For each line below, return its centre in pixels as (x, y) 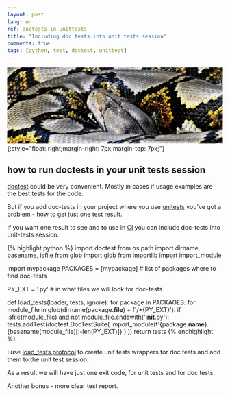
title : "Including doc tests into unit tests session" (87, 36)
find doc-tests (27, 276)
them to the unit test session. (48, 359)
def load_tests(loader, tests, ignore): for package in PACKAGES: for (101, 302)
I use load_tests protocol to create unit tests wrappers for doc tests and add (114, 352)
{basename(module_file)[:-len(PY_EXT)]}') (67, 332)
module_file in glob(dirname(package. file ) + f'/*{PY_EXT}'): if (94, 310)
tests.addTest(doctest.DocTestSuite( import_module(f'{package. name (106, 324)
